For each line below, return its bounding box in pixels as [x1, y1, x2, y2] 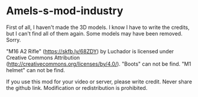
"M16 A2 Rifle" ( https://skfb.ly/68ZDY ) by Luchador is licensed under [6, 47, 174, 54]
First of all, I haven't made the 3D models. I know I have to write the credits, [6, 24, 190, 31]
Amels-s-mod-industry [6, 4, 124, 18]
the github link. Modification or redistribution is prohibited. [6, 84, 148, 91]
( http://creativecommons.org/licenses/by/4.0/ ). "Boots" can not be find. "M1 [6, 60, 191, 67]
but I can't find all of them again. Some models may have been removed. [6, 30, 183, 37]
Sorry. [6, 36, 21, 43]
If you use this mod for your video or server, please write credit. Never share [6, 78, 192, 85]
